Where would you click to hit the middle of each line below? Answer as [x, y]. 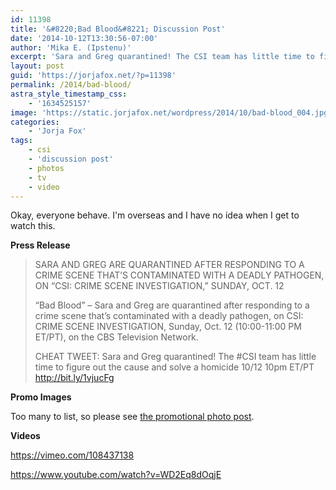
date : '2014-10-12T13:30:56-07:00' [84, 38]
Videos [25, 436]
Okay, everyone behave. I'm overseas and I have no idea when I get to [155, 215]
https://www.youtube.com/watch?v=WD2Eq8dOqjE [116, 475]
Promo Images [41, 397]
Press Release [40, 245]
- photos [46, 168]
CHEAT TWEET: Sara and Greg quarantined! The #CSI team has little [175, 357]
